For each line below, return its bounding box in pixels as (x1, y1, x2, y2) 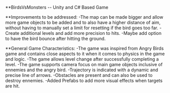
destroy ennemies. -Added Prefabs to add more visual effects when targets (5, 78, 163, 83)
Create (5, 30, 20, 36)
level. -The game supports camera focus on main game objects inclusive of (5, 62, 163, 67)
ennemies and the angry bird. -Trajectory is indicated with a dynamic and (5, 67, 158, 73)
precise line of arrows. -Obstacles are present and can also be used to (5, 72, 153, 78)
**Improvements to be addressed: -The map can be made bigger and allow (5, 14, 163, 20)
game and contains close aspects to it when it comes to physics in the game (5, 51, 165, 57)
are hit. (5, 83, 20, 89)
